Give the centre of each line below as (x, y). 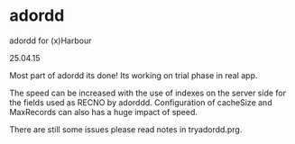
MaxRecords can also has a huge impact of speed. (104, 112)
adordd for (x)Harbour (51, 40)
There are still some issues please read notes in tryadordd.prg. (126, 129)
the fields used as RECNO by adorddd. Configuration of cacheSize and (141, 102)
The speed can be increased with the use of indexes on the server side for (148, 93)
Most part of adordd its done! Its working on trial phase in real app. (134, 75)
